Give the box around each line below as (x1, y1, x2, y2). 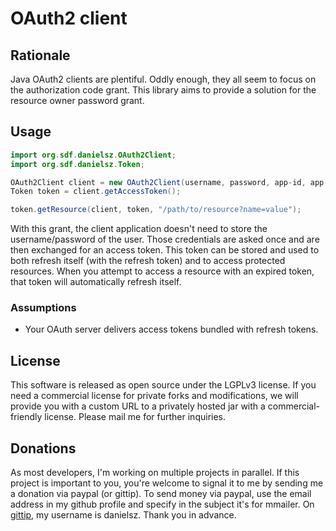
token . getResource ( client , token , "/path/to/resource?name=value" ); (10, 205, 302, 215)
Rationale (10, 47, 71, 64)
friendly (10, 411, 43, 423)
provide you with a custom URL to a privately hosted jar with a (10, 400, 266, 412)
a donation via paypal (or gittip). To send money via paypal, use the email (10, 488, 312, 500)
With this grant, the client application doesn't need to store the (10, 223, 268, 235)
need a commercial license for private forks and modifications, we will (10, 390, 299, 402)
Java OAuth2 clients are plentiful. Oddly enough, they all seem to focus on (10, 73, 317, 85)
